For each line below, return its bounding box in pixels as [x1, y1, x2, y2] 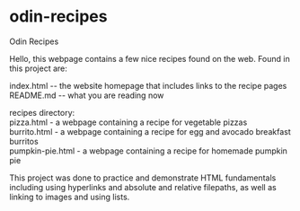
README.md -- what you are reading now [9, 90, 164, 101]
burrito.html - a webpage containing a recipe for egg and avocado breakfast [9, 126, 291, 136]
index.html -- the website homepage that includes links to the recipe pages [9, 80, 287, 91]
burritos [9, 136, 39, 146]
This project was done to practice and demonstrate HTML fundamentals [9, 172, 277, 183]
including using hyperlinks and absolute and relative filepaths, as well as [9, 181, 277, 192]
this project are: [9, 63, 67, 74]
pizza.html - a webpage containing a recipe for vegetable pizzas [9, 117, 248, 127]
